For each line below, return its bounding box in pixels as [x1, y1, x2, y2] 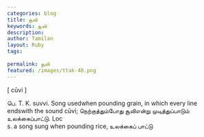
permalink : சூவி [7, 61, 50, 67]
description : [7, 29, 44, 36]
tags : [7, 48, 23, 55]
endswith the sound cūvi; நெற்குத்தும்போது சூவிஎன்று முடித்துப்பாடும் [7, 106, 190, 115]
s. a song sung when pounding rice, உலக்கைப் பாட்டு [7, 122, 153, 130]
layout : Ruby [7, 42, 44, 48]
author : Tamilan [7, 35, 53, 42]
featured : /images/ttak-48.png [7, 67, 97, 74]
